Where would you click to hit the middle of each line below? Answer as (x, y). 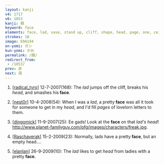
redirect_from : (20, 60)
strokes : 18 (17, 37)
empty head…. (27, 141)
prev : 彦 (13, 69)
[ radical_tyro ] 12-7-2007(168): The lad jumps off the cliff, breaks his (80, 87)
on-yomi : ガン (19, 46)
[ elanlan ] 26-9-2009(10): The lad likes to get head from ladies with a (81, 151)
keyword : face (20, 28)
